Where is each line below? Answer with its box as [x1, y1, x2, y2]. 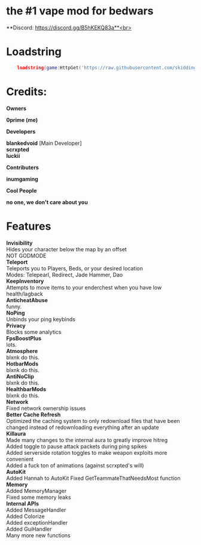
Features [6, 220, 51, 233]
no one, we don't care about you [6, 199, 88, 206]
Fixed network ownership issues [6, 404, 86, 412]
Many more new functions [6, 531, 71, 539]
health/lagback [6, 290, 44, 297]
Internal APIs [6, 500, 39, 507]
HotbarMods [6, 360, 39, 367]
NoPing [6, 309, 25, 316]
